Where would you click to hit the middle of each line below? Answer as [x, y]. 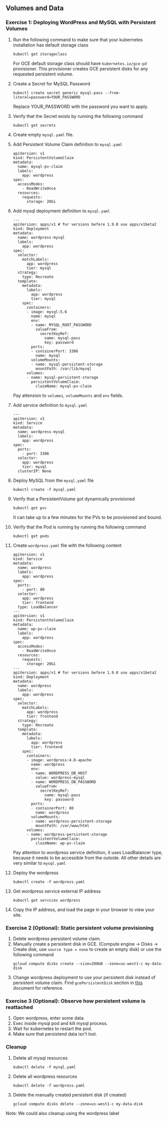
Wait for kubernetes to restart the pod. [52, 1029]
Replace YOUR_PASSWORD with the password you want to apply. [80, 106]
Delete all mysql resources [40, 1058]
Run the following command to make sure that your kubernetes [78, 39]
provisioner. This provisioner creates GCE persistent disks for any [80, 68]
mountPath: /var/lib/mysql [63, 369]
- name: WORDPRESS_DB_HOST [59, 773]
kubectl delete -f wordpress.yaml [49, 1086]
